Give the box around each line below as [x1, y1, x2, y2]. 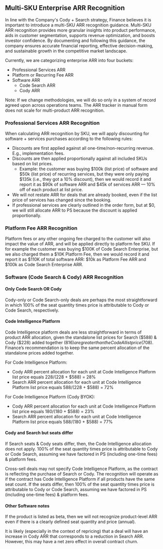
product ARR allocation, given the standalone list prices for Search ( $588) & [5, 334, 157, 340]
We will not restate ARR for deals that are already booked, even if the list [12, 192, 157, 198]
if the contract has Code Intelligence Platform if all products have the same [5, 476, 155, 482]
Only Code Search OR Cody [5, 286, 62, 292]
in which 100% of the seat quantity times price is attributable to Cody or [5, 302, 149, 308]
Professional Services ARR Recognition [5, 119, 100, 126]
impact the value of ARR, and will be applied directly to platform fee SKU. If [5, 241, 155, 247]
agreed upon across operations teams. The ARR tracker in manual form [5, 102, 148, 108]
